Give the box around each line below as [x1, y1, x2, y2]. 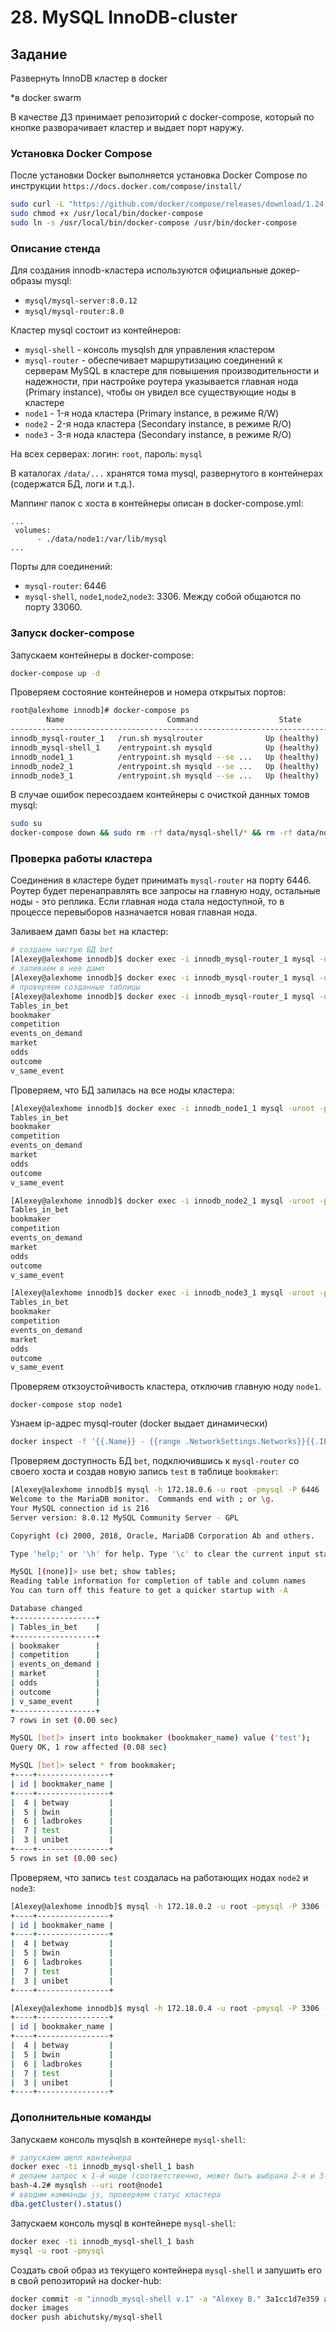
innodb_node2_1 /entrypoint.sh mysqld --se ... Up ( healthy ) [10, 761, 320, 771]
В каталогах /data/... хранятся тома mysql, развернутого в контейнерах [10, 467, 324, 480]
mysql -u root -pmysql [10, 2246, 105, 2256]
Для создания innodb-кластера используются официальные [10, 264, 269, 276]
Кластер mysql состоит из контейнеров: [10, 324, 182, 336]
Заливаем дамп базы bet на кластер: [10, 926, 169, 938]
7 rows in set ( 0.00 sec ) [10, 1715, 118, 1725]
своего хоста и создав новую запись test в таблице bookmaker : [10, 1466, 278, 1478]
